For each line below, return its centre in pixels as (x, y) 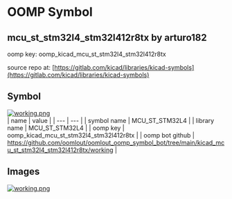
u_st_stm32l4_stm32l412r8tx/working (60, 150)
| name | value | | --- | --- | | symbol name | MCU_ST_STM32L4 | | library (111, 120)
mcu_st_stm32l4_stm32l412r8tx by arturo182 (107, 38)
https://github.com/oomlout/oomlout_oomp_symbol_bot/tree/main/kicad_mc (116, 142)
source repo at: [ (31, 67)
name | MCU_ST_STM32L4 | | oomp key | (66, 128)
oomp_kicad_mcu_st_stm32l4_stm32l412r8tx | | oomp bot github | (101, 135)
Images (24, 172)
